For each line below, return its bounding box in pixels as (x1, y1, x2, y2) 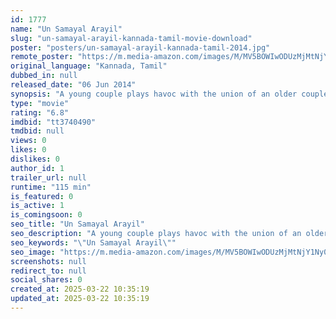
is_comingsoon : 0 (10, 210, 83, 220)
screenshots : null (10, 256, 87, 266)
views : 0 (10, 136, 47, 146)
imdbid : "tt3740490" (10, 117, 97, 127)
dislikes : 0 (10, 154, 60, 164)
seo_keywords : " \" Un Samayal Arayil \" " (10, 237, 177, 248)
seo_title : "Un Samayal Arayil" (10, 219, 145, 230)
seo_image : (10, 247, 56, 257)
